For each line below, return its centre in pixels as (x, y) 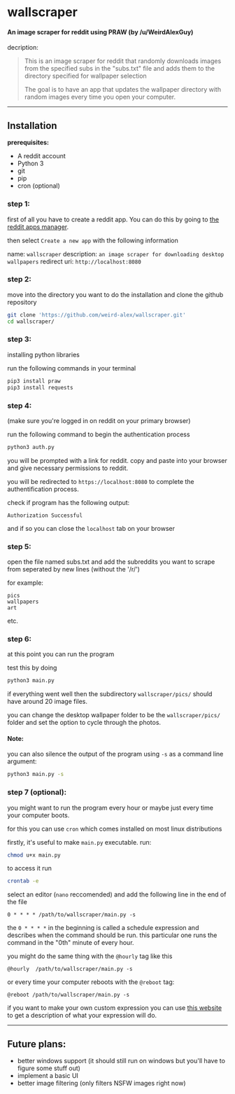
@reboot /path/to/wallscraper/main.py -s (69, 995)
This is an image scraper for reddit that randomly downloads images (123, 61)
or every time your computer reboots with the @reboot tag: (91, 982)
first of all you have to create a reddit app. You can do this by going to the (113, 219)
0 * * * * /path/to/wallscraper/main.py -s (72, 915)
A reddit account (42, 156)
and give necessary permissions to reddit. (68, 468)
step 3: (19, 339)
